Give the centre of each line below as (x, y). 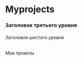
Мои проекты (20, 53)
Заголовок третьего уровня (41, 25)
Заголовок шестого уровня (35, 37)
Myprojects (30, 9)
